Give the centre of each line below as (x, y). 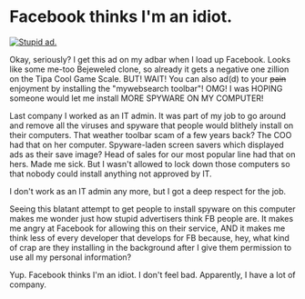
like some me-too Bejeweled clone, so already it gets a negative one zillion (149, 69)
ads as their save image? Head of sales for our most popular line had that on (152, 154)
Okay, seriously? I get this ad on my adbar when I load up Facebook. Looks (150, 59)
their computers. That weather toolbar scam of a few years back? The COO (151, 135)
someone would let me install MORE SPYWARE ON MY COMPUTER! (137, 98)
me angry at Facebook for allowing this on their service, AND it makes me (147, 228)
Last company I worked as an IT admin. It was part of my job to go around (148, 115)
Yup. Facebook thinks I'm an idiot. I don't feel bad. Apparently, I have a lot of (152, 274)
